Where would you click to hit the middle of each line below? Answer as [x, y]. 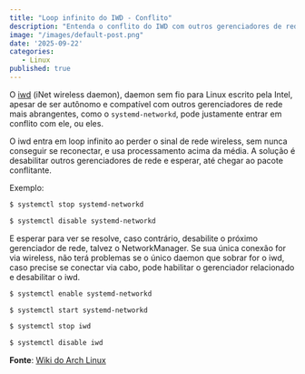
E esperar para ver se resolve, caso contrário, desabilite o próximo [134, 238]
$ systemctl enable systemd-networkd [81, 293]
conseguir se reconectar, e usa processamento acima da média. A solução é [152, 150]
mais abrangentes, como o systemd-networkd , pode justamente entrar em [146, 114]
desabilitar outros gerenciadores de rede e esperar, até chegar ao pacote [147, 160]
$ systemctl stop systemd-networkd [77, 204]
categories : [32, 52]
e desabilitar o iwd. [45, 277]
